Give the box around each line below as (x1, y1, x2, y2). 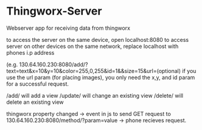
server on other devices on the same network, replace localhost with (6, 43, 179, 50)
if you (182, 67, 197, 74)
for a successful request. (6, 80, 69, 87)
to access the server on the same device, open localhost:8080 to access (6, 36, 189, 43)
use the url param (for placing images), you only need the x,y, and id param (6, 74, 195, 81)
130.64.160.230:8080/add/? (19, 61, 88, 68)
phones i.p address (6, 49, 55, 56)
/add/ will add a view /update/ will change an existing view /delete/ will (6, 92, 184, 99)
